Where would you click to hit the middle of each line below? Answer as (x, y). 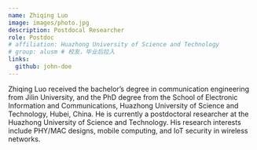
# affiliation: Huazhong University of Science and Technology (114, 45)
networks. (24, 139)
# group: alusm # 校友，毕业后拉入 (62, 52)
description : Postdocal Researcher (66, 30)
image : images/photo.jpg (49, 23)
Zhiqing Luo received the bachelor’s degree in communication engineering (129, 89)
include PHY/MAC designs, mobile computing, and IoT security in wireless (128, 130)
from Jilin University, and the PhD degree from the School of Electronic (123, 97)
